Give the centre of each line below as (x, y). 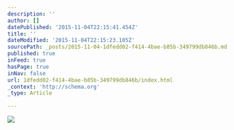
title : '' (22, 34)
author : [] (23, 21)
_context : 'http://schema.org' (54, 87)
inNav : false (27, 73)
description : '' (31, 14)
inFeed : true (27, 60)
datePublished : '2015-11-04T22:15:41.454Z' (73, 27)
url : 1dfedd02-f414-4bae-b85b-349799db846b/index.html (90, 80)
